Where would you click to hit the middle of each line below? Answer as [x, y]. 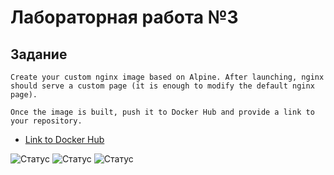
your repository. [46, 121]
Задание [39, 54]
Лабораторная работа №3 [124, 17]
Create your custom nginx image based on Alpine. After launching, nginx [167, 77]
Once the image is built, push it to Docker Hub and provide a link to [162, 112]
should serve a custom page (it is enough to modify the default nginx [162, 86]
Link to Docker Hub [64, 139]
